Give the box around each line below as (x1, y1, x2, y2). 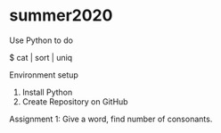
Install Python (21, 87, 73, 97)
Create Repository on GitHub (21, 96, 128, 107)
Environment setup (9, 69, 78, 80)
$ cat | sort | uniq (9, 52, 73, 62)
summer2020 (9, 5, 113, 26)
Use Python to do (9, 35, 74, 46)
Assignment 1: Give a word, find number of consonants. (9, 113, 213, 124)
